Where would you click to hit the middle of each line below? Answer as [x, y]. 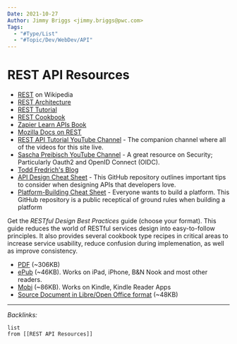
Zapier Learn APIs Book [52, 125]
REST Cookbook [41, 117]
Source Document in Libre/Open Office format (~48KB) [98, 295]
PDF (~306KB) [39, 265]
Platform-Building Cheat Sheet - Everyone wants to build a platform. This [123, 192]
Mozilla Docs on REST [50, 132]
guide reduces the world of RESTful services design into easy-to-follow [111, 229]
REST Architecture [44, 102]
